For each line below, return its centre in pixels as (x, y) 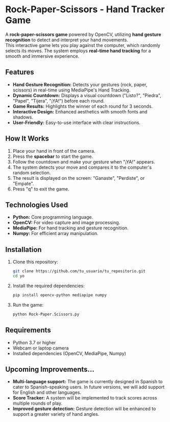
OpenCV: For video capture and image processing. (66, 223)
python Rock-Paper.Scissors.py (46, 314)
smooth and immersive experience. (42, 56)
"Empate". (23, 183)
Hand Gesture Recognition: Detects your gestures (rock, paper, (80, 84)
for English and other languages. (47, 392)
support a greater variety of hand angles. (56, 414)
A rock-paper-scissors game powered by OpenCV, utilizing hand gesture (83, 34)
